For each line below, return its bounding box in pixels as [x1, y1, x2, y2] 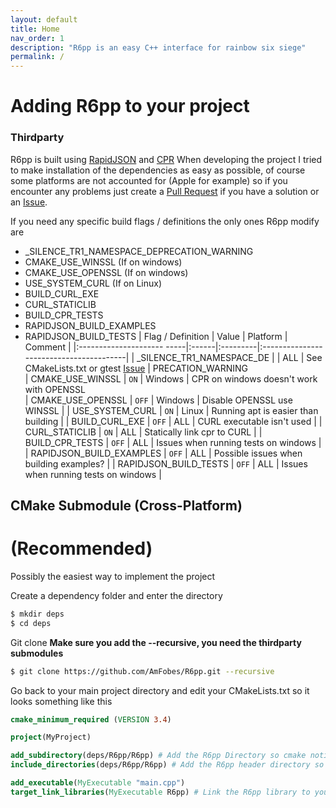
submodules [10, 647, 64, 659]
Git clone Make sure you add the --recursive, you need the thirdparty [10, 636, 302, 648]
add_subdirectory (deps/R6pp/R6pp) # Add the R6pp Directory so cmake [10, 751, 307, 761]
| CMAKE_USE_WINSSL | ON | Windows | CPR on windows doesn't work [24, 372, 318, 385]
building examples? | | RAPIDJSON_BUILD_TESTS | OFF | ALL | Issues [24, 457, 308, 470]
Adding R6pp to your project [10, 95, 250, 118]
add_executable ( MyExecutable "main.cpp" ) [10, 778, 186, 788]
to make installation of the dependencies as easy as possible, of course [10, 164, 306, 176]
